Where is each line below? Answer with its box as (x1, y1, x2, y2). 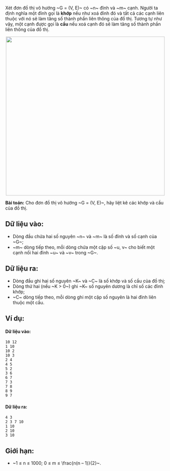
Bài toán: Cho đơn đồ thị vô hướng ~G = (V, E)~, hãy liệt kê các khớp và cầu (5, 200, 164, 205)
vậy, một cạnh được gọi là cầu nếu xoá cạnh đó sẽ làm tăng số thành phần (5, 21, 161, 27)
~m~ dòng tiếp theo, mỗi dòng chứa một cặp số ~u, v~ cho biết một (12, 244, 155, 250)
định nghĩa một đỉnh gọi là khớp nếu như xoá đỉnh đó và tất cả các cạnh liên (5, 10, 164, 16)
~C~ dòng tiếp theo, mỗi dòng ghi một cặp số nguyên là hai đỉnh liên (12, 294, 156, 300)
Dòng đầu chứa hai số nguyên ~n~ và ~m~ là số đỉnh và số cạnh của (12, 233, 157, 239)
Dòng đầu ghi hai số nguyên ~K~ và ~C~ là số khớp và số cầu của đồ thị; (12, 278, 165, 284)
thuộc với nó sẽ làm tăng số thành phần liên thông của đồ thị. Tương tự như (5, 16, 162, 21)
